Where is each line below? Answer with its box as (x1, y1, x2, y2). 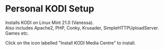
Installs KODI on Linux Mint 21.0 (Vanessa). (5, 19, 94, 25)
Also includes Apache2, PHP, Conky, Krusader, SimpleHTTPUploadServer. (5, 24, 159, 30)
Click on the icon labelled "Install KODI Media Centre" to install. (5, 39, 136, 45)
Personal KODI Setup (5, 3, 95, 14)
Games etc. (5, 30, 29, 36)
